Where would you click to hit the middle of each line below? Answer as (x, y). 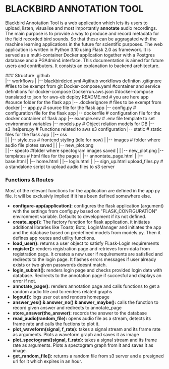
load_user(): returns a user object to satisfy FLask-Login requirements (86, 243)
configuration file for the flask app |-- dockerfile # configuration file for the (83, 113)
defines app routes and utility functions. (54, 238)
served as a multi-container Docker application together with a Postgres (80, 55)
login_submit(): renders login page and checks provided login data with (87, 270)
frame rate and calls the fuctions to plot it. (56, 324)
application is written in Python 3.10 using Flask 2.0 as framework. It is (78, 49)
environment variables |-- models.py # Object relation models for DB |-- (80, 124)
